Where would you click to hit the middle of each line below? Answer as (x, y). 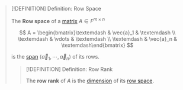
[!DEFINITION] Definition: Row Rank (69, 69)
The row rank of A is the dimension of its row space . (90, 81)
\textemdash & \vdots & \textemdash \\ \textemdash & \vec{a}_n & (97, 38)
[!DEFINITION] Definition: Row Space (56, 9)
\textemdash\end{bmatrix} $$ (97, 45)
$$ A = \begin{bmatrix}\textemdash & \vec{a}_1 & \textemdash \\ (97, 33)
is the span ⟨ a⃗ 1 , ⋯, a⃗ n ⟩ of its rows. (55, 57)
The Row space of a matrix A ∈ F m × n (58, 20)
